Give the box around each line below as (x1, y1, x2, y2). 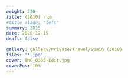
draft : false (6, 36, 38, 42)
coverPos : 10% (6, 63, 41, 69)
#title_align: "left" (6, 19, 60, 25)
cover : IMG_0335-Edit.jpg (6, 57, 70, 63)
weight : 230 (6, 8, 35, 15)
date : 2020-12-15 (6, 30, 49, 36)
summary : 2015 (6, 25, 41, 31)
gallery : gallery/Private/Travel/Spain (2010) (6, 46, 123, 53)
